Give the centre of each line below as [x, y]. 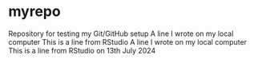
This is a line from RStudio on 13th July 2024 [82, 50]
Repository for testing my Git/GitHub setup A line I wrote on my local [121, 33]
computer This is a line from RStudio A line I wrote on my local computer [127, 41]
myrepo [35, 12]
